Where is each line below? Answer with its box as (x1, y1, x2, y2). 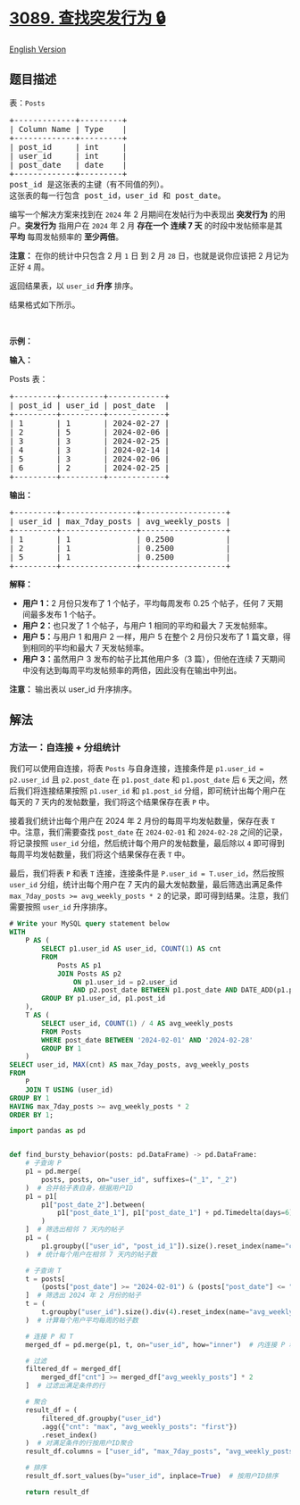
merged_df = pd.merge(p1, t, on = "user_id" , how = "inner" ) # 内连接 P (25, 1340, 286, 1349)
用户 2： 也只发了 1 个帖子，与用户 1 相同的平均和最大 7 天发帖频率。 (21, 619, 272, 630)
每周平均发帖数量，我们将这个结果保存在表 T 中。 (9, 849, 190, 860)
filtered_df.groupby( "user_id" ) (41, 1414, 162, 1423)
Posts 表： (9, 373, 48, 384)
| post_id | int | (9, 142, 128, 152)
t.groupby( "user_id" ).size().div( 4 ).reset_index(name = (41, 1308, 250, 1317)
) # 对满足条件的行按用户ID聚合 (25, 1439, 134, 1448)
